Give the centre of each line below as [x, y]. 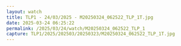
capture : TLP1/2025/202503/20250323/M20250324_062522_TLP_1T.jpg [90, 34]
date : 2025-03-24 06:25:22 [40, 23]
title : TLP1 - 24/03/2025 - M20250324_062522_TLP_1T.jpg [80, 17]
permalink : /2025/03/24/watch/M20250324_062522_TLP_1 [76, 28]
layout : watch [24, 12]
